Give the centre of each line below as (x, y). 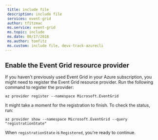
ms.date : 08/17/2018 (28, 37)
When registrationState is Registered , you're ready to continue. (70, 133)
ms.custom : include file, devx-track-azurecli (55, 46)
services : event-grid (29, 18)
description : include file (35, 14)
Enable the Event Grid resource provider (67, 65)
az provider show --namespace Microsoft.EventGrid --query (66, 120)
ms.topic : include (26, 32)
